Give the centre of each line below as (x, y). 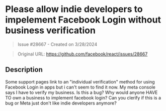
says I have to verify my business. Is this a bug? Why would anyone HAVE (81, 92)
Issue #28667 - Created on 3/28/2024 (57, 44)
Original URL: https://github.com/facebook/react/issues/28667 (82, 54)
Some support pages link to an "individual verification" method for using (80, 81)
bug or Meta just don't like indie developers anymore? (61, 103)
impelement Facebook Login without (83, 20)
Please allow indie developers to (74, 9)
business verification (50, 30)
